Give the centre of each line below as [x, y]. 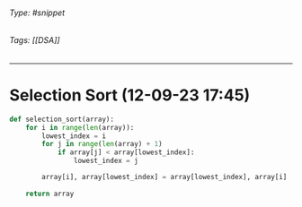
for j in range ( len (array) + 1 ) [102, 144]
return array [50, 194]
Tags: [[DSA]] [35, 40]
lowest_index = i [74, 136]
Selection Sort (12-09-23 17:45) [130, 95]
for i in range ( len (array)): [80, 127]
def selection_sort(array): [62, 119]
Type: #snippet [37, 13]
